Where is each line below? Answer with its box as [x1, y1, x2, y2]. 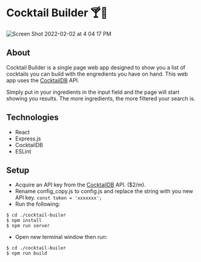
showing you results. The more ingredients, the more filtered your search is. [6, 94, 196, 102]
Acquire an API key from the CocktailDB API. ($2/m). [15, 181, 147, 189]
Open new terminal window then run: [15, 234, 108, 241]
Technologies [6, 113, 59, 123]
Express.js [15, 135, 41, 142]
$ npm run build [6, 251, 47, 257]
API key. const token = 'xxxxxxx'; [15, 194, 102, 201]
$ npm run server [6, 223, 50, 229]
